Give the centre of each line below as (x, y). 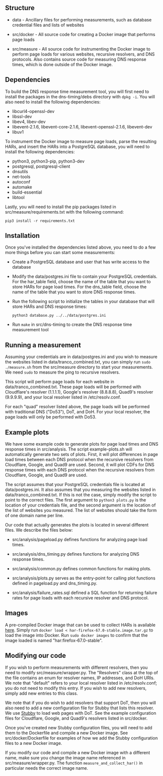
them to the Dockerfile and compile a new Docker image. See (66, 733)
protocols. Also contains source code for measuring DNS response (79, 59)
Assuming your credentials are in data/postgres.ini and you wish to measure (81, 357)
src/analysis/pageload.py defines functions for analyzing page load (80, 540)
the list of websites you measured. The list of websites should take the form (81, 510)
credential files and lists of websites (48, 25)
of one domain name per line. (35, 516)
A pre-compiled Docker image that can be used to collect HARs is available (80, 625)
